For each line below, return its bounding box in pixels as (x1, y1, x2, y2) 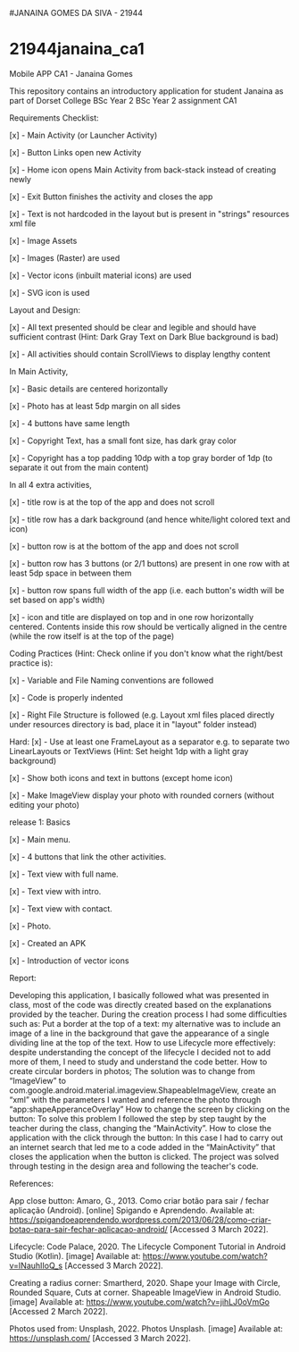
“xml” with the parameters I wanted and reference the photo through (9, 1094, 262, 1104)
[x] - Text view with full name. (9, 869, 119, 879)
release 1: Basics (9, 817, 71, 827)
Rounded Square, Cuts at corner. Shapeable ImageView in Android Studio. (9, 1287, 282, 1297)
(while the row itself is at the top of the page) (9, 630, 175, 642)
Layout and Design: (9, 304, 80, 315)
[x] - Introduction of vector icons (9, 955, 129, 966)
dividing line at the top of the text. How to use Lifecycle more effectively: (9, 1037, 277, 1048)
